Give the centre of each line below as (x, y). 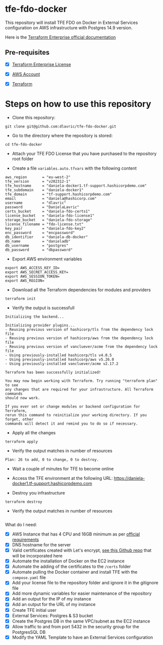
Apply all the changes (34, 432)
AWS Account (26, 74)
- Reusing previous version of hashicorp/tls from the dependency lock (79, 329)
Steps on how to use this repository (78, 104)
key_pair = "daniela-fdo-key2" (45, 228)
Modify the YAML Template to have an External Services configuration (82, 637)
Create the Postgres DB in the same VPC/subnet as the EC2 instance (81, 621)
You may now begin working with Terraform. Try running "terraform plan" (81, 381)
